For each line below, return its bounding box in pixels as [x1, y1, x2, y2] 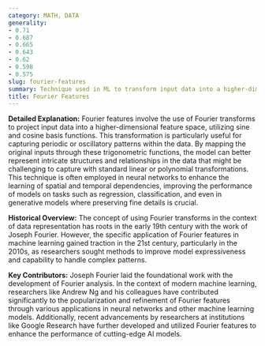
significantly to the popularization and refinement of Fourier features [8, 295, 230, 305]
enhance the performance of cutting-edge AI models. [8, 329, 182, 339]
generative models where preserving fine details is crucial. [8, 198, 199, 208]
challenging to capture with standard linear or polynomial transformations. [8, 164, 249, 174]
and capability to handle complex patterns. [8, 255, 147, 265]
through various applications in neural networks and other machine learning [8, 304, 255, 314]
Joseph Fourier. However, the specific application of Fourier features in [8, 230, 239, 239]
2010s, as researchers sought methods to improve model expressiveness [8, 246, 246, 257]
